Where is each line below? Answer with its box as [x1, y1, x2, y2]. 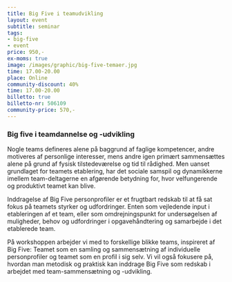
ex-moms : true [7, 55, 48, 62]
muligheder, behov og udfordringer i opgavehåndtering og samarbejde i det [7, 217, 222, 225]
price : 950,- [7, 49, 45, 56]
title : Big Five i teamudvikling [7, 10, 104, 17]
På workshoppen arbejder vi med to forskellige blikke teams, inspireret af [7, 238, 215, 246]
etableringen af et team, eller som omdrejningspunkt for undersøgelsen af [7, 210, 217, 218]
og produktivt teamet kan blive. [7, 182, 96, 190]
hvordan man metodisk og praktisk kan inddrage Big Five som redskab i [7, 260, 211, 268]
